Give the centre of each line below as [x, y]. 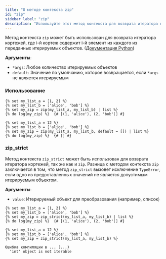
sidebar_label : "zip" [27, 19]
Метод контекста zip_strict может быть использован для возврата [77, 158]
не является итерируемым [41, 78]
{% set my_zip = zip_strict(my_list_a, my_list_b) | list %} [69, 217]
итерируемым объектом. [32, 180]
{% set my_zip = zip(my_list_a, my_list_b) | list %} [62, 109]
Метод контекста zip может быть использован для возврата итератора [81, 38]
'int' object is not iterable [41, 251]
